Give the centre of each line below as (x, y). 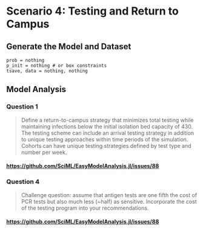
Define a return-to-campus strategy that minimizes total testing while (107, 120)
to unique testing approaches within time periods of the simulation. (105, 139)
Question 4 (23, 182)
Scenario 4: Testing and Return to (92, 11)
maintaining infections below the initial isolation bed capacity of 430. (107, 126)
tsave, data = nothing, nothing (47, 71)
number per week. (44, 152)
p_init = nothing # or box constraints (57, 65)
